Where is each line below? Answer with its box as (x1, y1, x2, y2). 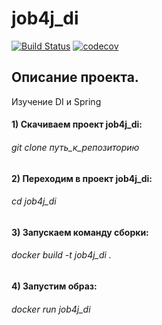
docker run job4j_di (11, 303, 91, 315)
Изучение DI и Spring (11, 95, 102, 107)
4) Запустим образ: (11, 280, 98, 292)
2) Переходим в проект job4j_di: (11, 172, 153, 184)
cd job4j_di (11, 195, 57, 207)
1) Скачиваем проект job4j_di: (11, 118, 143, 131)
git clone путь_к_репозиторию (11, 141, 140, 153)
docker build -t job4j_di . (11, 249, 112, 261)
